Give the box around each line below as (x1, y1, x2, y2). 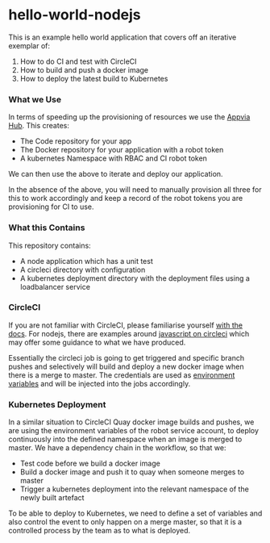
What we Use (8, 94, 62, 105)
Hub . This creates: (8, 121, 70, 131)
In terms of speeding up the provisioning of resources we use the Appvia (8, 112, 251, 122)
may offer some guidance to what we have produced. (8, 337, 186, 347)
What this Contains (8, 222, 85, 233)
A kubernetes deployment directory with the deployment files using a (19, 273, 250, 283)
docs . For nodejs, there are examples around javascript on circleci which (8, 328, 250, 338)
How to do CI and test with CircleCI (19, 56, 137, 66)
